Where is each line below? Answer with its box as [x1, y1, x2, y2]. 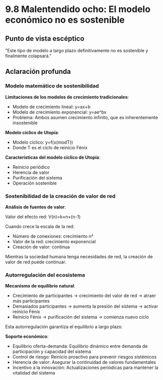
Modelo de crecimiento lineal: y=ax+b [12, 104, 91, 110]
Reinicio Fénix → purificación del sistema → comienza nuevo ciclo [12, 314, 149, 320]
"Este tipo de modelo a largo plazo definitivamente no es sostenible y [5, 48, 148, 53]
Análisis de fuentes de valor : [5, 204, 66, 210]
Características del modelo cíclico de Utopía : [5, 154, 101, 160]
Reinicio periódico [12, 164, 50, 170]
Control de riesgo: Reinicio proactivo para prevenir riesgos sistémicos [12, 354, 157, 360]
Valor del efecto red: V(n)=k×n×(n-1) [5, 214, 81, 220]
